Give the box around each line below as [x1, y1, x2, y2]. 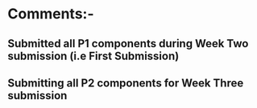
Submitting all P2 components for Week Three [7, 76, 244, 90]
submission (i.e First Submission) [7, 49, 180, 62]
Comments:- [7, 5, 94, 23]
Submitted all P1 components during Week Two [7, 37, 249, 50]
